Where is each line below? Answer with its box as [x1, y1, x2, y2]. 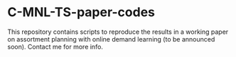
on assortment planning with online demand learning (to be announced [7, 34, 215, 43]
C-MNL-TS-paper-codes [7, 4, 155, 20]
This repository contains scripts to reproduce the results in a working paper [7, 27, 229, 36]
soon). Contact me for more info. [7, 42, 103, 51]
